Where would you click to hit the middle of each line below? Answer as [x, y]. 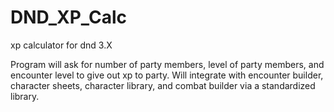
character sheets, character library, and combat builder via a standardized [163, 85]
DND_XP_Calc [69, 17]
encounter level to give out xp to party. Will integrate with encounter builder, [167, 75]
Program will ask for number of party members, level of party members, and [167, 64]
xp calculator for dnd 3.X [61, 45]
